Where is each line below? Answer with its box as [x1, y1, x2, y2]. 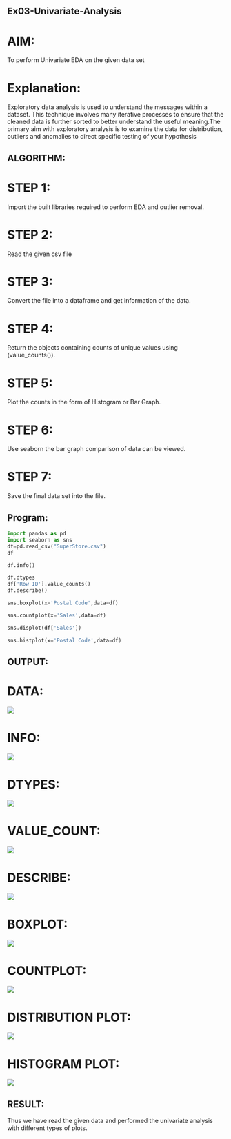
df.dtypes [7, 574, 36, 582]
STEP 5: [7, 375, 53, 390]
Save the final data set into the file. [7, 492, 106, 500]
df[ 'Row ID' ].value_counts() [7, 581, 91, 588]
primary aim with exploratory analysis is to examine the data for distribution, [7, 125, 223, 133]
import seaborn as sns [7, 536, 72, 544]
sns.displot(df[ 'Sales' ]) [7, 624, 81, 631]
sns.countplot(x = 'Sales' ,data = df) [7, 612, 107, 619]
